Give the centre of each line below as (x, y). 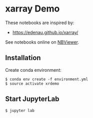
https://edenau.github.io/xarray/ (45, 32)
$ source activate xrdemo (32, 83)
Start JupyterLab (32, 99)
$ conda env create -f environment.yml (47, 79)
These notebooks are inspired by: (40, 23)
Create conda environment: (33, 70)
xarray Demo (32, 9)
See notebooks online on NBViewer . (42, 42)
